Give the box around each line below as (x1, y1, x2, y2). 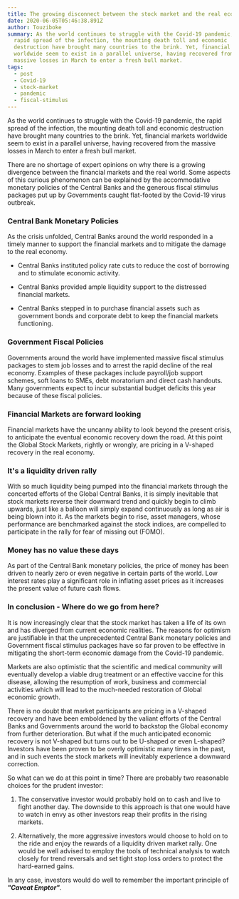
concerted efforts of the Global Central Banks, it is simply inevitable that (7, 489, 218, 498)
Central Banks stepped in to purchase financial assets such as (17, 304, 201, 313)
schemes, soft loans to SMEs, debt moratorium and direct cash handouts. (7, 376, 223, 385)
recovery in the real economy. (7, 447, 95, 457)
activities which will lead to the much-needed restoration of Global (7, 685, 203, 694)
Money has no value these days (7, 545, 119, 555)
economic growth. (7, 693, 60, 701)
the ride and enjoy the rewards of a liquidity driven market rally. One (17, 839, 218, 848)
